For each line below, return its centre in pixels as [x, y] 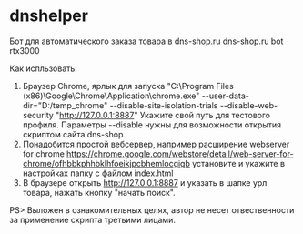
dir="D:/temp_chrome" [65, 105]
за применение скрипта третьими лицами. [92, 219]
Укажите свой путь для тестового [205, 115]
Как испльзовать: [43, 68]
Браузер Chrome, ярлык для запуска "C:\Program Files [128, 86]
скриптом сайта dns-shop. [74, 134]
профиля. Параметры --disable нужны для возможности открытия [152, 125]
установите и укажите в [238, 163]
